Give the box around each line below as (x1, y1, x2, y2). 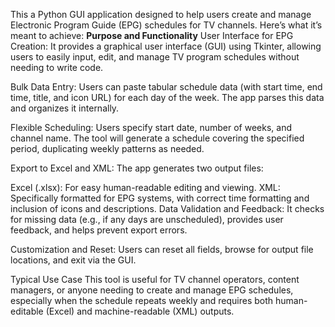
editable (10, 305, 44, 317)
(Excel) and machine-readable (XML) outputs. (45, 305, 235, 317)
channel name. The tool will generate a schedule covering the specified (10, 132, 305, 144)
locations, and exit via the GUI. (10, 254, 137, 266)
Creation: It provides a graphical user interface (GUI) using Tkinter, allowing (10, 40, 322, 52)
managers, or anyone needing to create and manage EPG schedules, (10, 284, 294, 296)
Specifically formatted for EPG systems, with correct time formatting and (10, 192, 310, 204)
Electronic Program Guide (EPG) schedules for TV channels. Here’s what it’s (10, 19, 323, 31)
